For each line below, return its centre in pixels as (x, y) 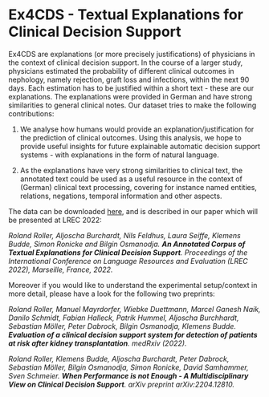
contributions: (31, 113)
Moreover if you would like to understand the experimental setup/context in (133, 285)
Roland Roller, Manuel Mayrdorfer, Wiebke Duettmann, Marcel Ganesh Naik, (134, 309)
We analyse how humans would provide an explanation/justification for (137, 129)
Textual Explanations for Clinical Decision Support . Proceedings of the (128, 252)
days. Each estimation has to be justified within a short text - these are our (131, 88)
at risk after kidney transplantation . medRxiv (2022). (98, 343)
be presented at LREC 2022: (55, 220)
